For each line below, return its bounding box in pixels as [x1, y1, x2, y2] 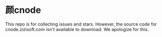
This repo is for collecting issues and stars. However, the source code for [5, 21, 157, 27]
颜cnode [5, 4, 41, 16]
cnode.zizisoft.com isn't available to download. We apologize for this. [5, 26, 149, 32]
